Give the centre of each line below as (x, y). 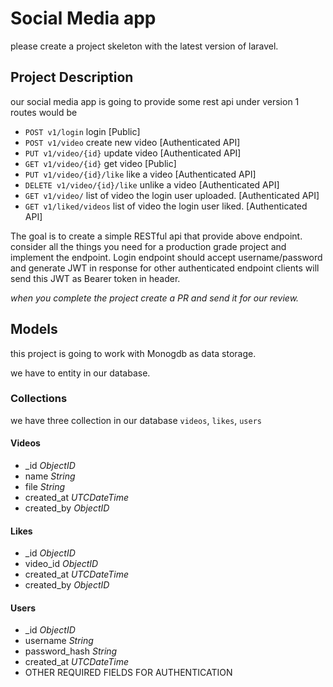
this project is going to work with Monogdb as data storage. (133, 353)
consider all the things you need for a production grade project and (148, 246)
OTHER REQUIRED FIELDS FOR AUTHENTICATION (128, 673)
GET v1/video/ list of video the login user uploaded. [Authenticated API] (172, 195)
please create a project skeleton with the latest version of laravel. (144, 46)
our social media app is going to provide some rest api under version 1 (155, 101)
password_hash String (71, 651)
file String (45, 487)
